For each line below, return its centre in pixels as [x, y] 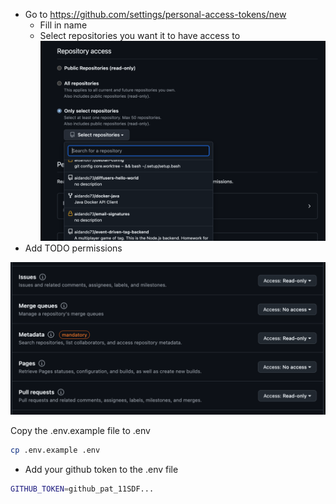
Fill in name [63, 25]
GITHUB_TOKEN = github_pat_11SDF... [82, 489]
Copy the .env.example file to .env [80, 431]
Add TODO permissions [73, 248]
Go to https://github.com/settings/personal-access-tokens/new [155, 14]
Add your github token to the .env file [101, 470]
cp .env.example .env [55, 450]
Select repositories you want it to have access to [140, 35]
